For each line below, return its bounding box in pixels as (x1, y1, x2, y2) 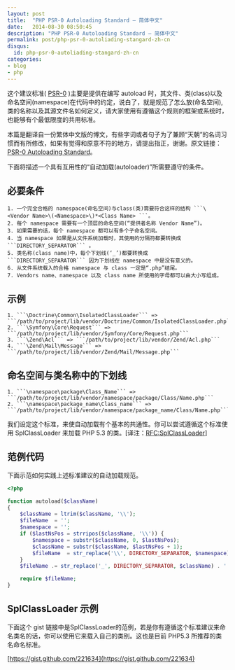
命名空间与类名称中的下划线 (7, 369, 127, 382)
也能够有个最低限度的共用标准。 (7, 115, 99, 123)
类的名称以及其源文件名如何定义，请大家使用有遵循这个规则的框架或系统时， (7, 106, 228, 115)
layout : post (7, 10, 45, 18)
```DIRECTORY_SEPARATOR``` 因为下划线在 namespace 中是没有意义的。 (7, 257, 197, 265)
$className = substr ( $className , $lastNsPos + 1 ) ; (32, 543, 183, 550)
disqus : (7, 43, 30, 50)
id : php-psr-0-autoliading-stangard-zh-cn (13, 50, 139, 57)
